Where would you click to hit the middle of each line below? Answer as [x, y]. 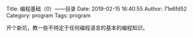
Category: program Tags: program [49, 16]
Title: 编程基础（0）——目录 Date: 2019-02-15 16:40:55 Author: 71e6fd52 [96, 9]
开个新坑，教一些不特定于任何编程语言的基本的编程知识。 [77, 28]
